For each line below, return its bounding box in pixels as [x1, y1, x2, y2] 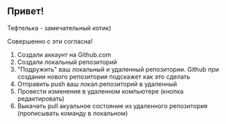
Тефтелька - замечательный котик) [7, 23, 112, 32]
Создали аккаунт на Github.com [17, 50, 112, 59]
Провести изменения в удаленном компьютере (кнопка [17, 87, 184, 95]
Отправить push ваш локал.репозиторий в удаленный [17, 79, 177, 88]
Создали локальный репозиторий [17, 58, 117, 66]
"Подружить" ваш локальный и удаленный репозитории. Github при [17, 65, 220, 73]
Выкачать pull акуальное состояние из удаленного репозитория [17, 101, 208, 110]
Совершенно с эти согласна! [7, 37, 93, 45]
